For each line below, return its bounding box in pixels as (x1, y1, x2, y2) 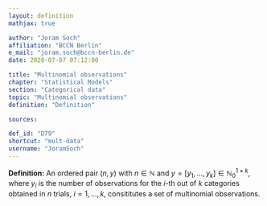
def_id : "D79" (8, 130, 56, 138)
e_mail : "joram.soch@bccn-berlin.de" (8, 49, 135, 57)
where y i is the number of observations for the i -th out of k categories (8, 179, 240, 190)
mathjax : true (8, 19, 56, 27)
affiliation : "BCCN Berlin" (8, 41, 103, 49)
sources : (8, 115, 38, 123)
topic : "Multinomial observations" (8, 93, 128, 101)
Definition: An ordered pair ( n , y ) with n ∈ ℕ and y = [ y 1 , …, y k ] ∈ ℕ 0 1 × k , (8, 167, 251, 179)
